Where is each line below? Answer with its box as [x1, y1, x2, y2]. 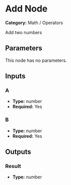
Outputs [5, 148, 31, 156]
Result [5, 163, 21, 170]
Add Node [5, 3, 48, 15]
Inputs [5, 72, 26, 80]
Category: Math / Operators [5, 20, 63, 26]
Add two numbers [5, 29, 42, 35]
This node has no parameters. [5, 57, 67, 63]
